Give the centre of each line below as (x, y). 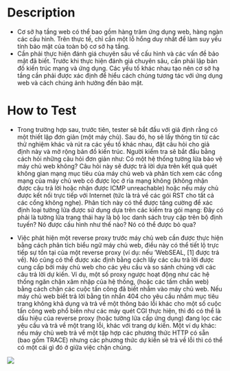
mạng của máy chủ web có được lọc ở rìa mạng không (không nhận (112, 181)
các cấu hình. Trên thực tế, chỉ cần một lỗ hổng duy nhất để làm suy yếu (119, 38)
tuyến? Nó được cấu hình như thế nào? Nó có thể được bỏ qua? (106, 224)
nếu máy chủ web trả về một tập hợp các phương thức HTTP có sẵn (113, 333)
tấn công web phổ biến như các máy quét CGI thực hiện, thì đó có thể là (119, 311)
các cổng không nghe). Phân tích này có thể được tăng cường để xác (115, 202)
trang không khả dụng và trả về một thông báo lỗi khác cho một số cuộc (119, 303)
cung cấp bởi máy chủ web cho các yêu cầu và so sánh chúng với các (116, 267)
